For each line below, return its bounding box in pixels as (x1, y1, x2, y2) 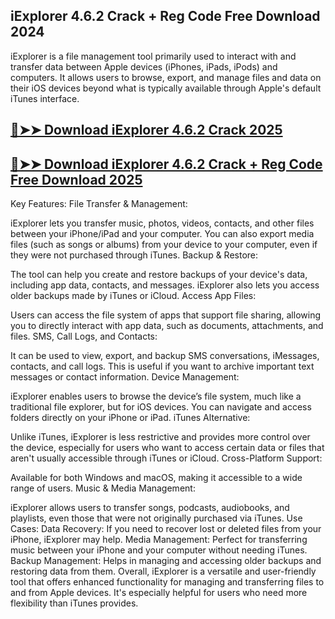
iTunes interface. (10, 92, 80, 104)
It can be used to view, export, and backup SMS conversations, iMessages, (10, 350, 320, 362)
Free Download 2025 (10, 171, 143, 188)
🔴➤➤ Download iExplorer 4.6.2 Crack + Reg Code (10, 155, 323, 173)
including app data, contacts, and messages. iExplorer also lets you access (10, 279, 320, 291)
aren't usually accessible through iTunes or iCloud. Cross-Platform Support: (10, 452, 323, 464)
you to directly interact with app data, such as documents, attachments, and (10, 320, 324, 332)
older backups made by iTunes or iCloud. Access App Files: (10, 290, 257, 302)
